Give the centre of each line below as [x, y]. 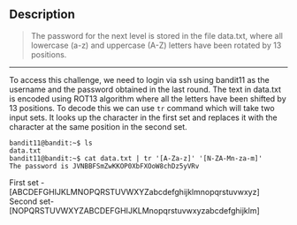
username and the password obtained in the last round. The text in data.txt [145, 89]
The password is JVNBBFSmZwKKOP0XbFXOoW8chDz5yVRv [104, 166]
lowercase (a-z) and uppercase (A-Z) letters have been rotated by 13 [156, 45]
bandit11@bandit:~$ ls [51, 143]
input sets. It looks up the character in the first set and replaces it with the [143, 117]
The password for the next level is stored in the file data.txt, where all [156, 35]
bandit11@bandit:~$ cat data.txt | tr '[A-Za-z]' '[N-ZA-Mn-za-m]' [136, 158]
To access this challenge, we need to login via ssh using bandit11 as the [139, 79]
